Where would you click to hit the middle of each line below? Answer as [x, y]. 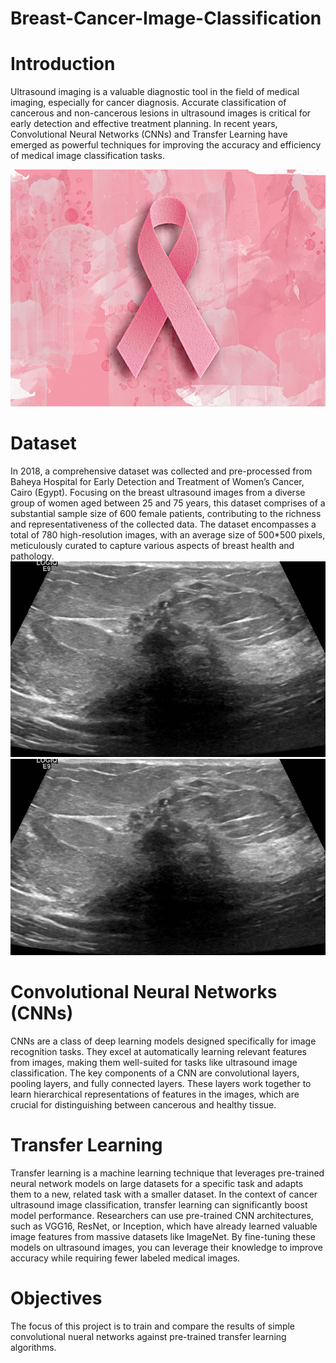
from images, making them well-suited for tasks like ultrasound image [154, 1062]
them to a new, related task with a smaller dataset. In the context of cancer [164, 1194]
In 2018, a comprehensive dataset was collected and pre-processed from [161, 471]
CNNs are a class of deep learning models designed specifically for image [163, 1041]
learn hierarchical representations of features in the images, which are [155, 1094]
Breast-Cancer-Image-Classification [166, 18]
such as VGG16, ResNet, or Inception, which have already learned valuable [164, 1226]
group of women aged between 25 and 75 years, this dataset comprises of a [168, 503]
